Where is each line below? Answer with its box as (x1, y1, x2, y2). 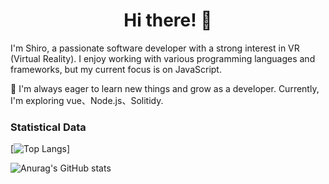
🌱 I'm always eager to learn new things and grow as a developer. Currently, (10, 82, 320, 94)
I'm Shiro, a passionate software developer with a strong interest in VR (10, 42, 300, 54)
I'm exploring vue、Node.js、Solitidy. (10, 94, 164, 106)
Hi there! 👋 (123, 9, 213, 32)
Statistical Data (10, 120, 87, 134)
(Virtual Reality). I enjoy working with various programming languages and (10, 52, 316, 64)
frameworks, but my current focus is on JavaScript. (10, 63, 222, 75)
